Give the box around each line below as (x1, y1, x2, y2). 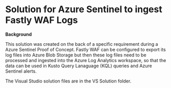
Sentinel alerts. (5, 68, 37, 74)
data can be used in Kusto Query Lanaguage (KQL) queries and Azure (5, 63, 152, 69)
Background (5, 31, 32, 37)
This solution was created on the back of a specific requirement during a (5, 41, 158, 47)
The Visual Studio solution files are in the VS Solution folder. (5, 78, 132, 84)
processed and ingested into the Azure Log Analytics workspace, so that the (5, 57, 166, 63)
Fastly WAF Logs (5, 14, 78, 26)
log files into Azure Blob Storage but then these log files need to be (5, 52, 146, 58)
